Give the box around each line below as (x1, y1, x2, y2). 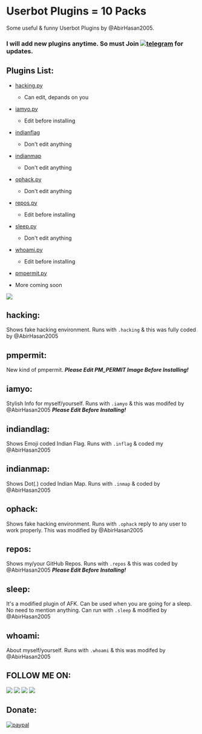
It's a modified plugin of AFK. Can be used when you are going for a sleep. (6, 600, 192, 607)
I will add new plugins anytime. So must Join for (6, 39, 183, 48)
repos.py (15, 199, 37, 207)
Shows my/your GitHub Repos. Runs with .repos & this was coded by (6, 560, 178, 567)
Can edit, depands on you (24, 93, 89, 101)
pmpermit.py (15, 269, 47, 277)
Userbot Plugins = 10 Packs (6, 4, 147, 18)
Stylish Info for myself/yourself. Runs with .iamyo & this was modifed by (6, 400, 184, 407)
